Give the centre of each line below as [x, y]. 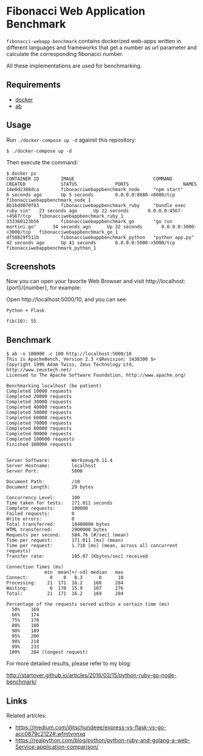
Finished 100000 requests [39, 445]
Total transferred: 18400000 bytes [58, 525]
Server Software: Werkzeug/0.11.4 [60, 461]
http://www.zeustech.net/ [39, 370]
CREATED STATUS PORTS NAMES [102, 184]
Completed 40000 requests [39, 407]
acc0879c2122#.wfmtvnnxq [50, 734]
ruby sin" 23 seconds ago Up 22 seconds [68, 211]
